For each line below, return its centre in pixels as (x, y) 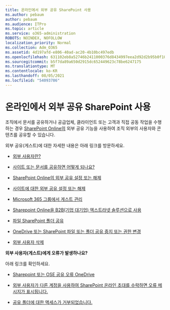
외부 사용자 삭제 (28, 242)
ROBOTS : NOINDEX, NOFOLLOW (34, 38)
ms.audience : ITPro (26, 24)
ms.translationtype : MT (30, 66)
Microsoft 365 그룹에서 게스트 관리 (47, 199)
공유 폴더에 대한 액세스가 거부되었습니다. (52, 302)
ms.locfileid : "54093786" (32, 80)
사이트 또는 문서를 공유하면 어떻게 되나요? (54, 167)
